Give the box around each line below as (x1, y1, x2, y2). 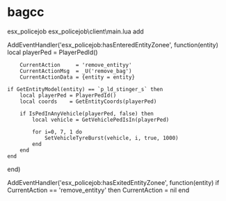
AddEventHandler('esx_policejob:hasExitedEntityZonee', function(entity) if (7, 178, 220, 186)
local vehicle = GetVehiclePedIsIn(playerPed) (32, 116, 170, 123)
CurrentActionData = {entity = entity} (19, 74, 136, 81)
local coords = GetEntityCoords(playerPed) (19, 98, 157, 105)
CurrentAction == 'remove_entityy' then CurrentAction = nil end (7, 186, 190, 194)
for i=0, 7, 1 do (32, 128, 82, 136)
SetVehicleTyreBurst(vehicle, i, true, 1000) (44, 134, 179, 141)
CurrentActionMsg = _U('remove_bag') (19, 67, 132, 74)
